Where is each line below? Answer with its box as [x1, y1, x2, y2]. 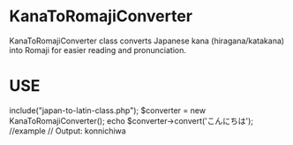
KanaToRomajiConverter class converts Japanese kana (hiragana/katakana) [9, 35, 285, 46]
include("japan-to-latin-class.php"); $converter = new [9, 104, 206, 116]
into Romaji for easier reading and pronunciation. [9, 44, 187, 55]
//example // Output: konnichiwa [9, 126, 126, 136]
